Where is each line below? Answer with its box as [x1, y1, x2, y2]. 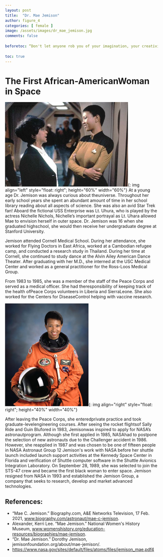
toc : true [5, 54, 25, 59]
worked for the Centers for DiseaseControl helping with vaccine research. [5, 294, 153, 300]
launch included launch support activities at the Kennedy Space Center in [5, 453, 152, 458]
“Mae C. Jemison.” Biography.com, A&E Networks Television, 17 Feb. [12, 510, 149, 516]
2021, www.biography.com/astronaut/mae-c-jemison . [12, 516, 120, 522]
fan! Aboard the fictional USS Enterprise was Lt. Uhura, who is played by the [5, 208, 158, 214]
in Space [5, 86, 41, 97]
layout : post [5, 8, 32, 13]
